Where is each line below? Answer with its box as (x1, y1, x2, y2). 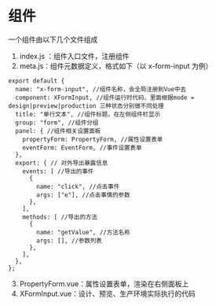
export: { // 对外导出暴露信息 (15, 159, 108, 167)
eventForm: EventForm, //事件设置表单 (22, 143, 142, 152)
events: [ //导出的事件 (22, 167, 94, 175)
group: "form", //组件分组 (15, 119, 99, 127)
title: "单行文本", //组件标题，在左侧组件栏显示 (15, 110, 161, 118)
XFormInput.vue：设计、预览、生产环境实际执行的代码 (19, 289, 196, 298)
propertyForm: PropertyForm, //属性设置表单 (22, 135, 163, 143)
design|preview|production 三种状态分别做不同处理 (8, 101, 164, 110)
